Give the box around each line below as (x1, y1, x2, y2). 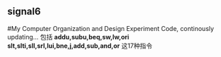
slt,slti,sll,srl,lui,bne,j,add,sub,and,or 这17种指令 (7, 42, 153, 50)
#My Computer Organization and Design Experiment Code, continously (7, 24, 214, 32)
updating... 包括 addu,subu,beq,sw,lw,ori (7, 32, 129, 41)
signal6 (7, 6, 41, 18)
